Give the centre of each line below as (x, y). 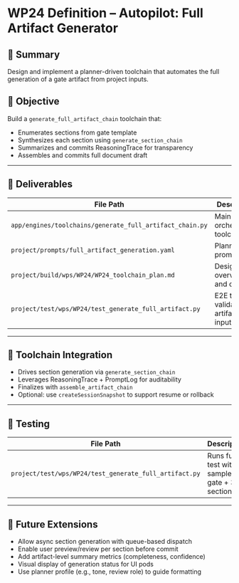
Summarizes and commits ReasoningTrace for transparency (105, 147)
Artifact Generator (63, 28)
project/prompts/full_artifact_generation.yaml (93, 250)
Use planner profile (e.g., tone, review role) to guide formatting (109, 572)
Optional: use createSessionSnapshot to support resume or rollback (116, 395)
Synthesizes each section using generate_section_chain (100, 140)
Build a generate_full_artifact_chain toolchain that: (85, 118)
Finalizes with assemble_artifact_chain (75, 387)
